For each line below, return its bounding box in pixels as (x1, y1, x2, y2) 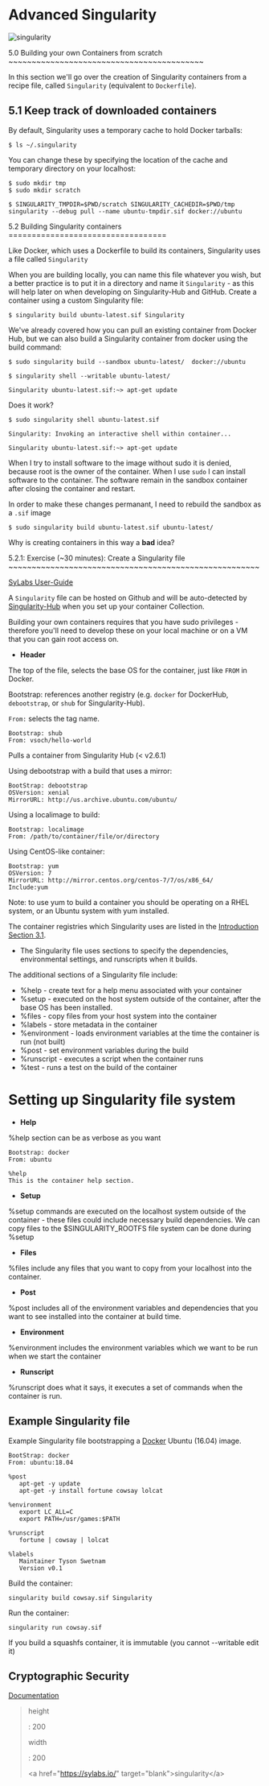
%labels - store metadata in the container (19, 1019, 158, 1029)
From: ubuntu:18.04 (8, 1458, 74, 1466)
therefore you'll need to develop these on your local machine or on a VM (8, 626, 248, 635)
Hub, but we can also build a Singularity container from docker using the (8, 333, 248, 343)
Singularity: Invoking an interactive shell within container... (8, 429, 231, 438)
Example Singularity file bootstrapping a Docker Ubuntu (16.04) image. (8, 1436, 243, 1445)
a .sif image (8, 507, 51, 517)
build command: (8, 342, 62, 352)
